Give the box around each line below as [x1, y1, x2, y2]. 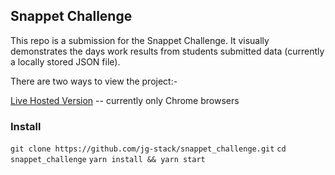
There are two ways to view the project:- [10, 75, 178, 87]
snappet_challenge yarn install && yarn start [10, 155, 206, 165]
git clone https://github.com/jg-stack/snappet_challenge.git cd [10, 144, 287, 154]
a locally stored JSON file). [10, 55, 121, 68]
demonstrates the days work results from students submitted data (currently [10, 45, 325, 57]
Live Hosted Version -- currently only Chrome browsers [10, 94, 240, 106]
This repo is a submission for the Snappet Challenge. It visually [10, 34, 270, 46]
